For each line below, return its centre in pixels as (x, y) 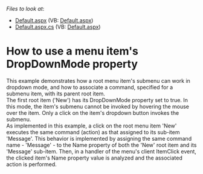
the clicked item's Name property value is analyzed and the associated (94, 158)
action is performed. (32, 164)
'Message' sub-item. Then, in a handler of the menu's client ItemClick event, (101, 151)
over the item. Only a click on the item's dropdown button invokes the (93, 113)
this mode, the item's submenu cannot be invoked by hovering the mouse (98, 106)
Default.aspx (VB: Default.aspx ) (54, 20)
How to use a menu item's (72, 51)
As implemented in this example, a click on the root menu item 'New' (92, 126)
